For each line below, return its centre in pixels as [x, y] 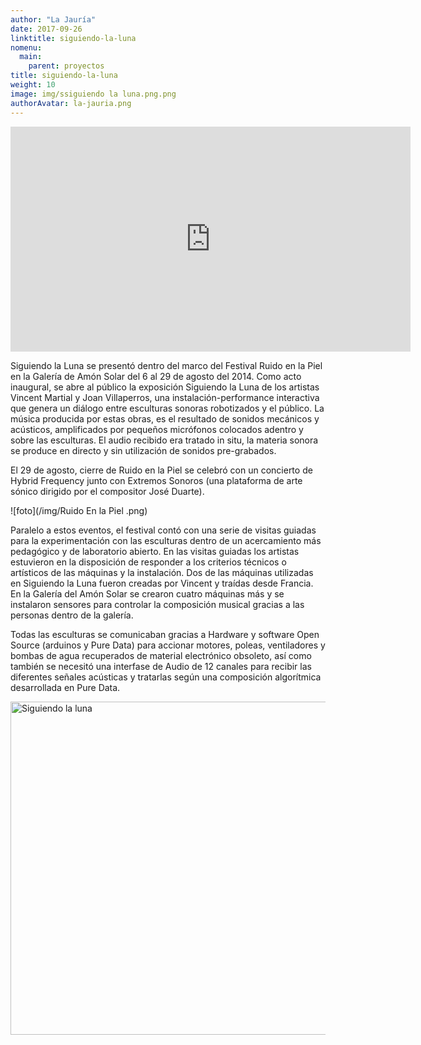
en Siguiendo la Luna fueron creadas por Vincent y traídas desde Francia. [162, 583]
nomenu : [26, 47]
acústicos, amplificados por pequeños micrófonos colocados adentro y [157, 429]
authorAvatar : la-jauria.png [71, 103]
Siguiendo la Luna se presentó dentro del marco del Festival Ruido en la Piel [166, 365]
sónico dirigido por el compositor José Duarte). [107, 491]
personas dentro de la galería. [72, 615]
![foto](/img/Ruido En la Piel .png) [79, 510]
